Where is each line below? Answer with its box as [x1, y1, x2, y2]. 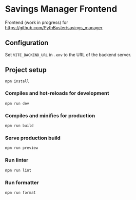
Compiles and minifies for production [5, 112, 95, 119]
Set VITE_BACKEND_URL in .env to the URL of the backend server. [5, 52, 132, 57]
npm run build [5, 123, 34, 128]
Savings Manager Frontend [5, 3, 117, 15]
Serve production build [5, 135, 61, 142]
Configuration [5, 39, 49, 47]
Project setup [5, 66, 47, 74]
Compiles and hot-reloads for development [5, 90, 110, 97]
